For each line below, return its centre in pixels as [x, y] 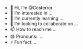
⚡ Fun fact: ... [24, 42]
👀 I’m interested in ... [31, 13]
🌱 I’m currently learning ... [37, 18]
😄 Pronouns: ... [26, 36]
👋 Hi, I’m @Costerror [31, 8]
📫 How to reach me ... [33, 29]
